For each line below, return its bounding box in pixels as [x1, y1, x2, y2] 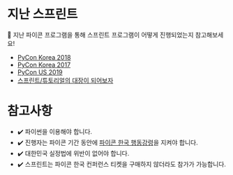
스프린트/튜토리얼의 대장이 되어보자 [17, 76, 114, 84]
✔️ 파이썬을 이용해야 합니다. [17, 127, 93, 135]
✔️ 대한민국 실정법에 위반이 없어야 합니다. [17, 149, 130, 157]
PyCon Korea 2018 [17, 53, 71, 61]
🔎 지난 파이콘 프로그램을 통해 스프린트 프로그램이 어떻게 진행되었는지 [7, 31, 194, 39]
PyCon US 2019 [17, 67, 63, 76]
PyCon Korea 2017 [17, 60, 71, 69]
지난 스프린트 [7, 6, 78, 22]
